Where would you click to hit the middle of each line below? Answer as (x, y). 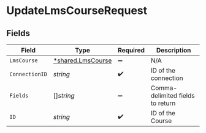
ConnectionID (29, 74)
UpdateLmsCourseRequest (77, 11)
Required (131, 50)
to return (163, 103)
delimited (164, 95)
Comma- (164, 88)
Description (174, 50)
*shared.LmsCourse (82, 60)
